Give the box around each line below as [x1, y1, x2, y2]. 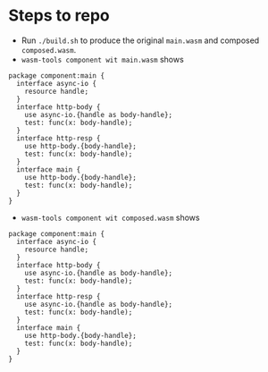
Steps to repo [8, 5, 110, 26]
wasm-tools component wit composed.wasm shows [21, 212, 200, 223]
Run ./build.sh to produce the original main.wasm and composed [21, 35, 260, 46]
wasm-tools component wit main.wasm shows [21, 54, 184, 64]
